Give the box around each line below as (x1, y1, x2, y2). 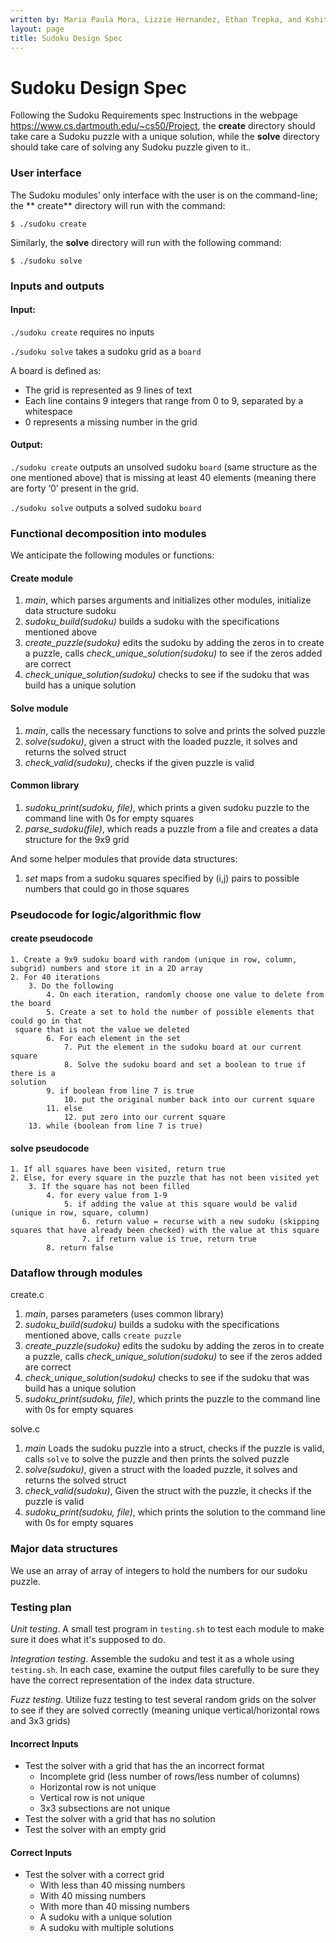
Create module (10, 572, 74, 584)
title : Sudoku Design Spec (10, 33, 123, 43)
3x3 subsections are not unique (39, 1802, 171, 1815)
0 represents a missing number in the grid (24, 416, 198, 428)
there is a (10, 1068, 56, 1078)
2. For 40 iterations (10, 972, 101, 982)
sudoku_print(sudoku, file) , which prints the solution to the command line (24, 1506, 326, 1518)
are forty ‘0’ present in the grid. (10, 482, 140, 494)
